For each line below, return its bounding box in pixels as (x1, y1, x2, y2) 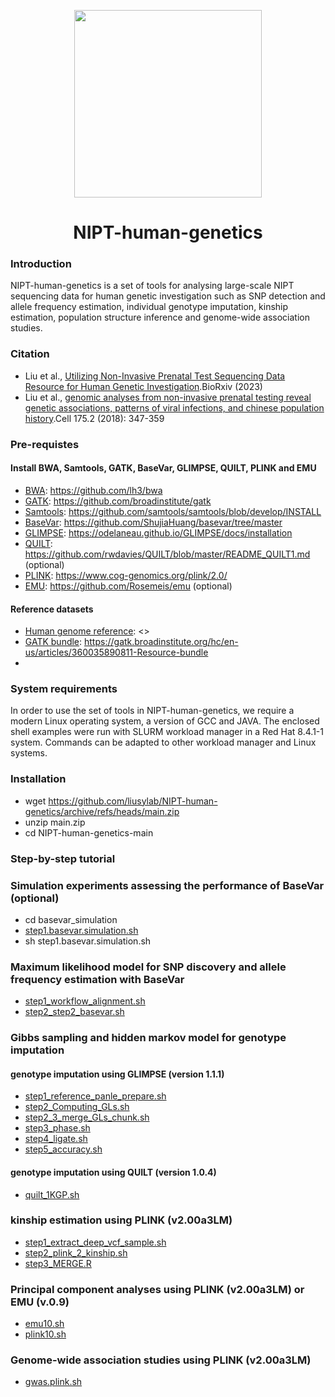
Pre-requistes (10, 437, 80, 451)
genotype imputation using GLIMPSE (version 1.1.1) (10, 1068, 225, 1080)
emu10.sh (24, 1318, 65, 1330)
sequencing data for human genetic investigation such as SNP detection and (10, 290, 326, 302)
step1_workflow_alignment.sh (24, 995, 146, 1007)
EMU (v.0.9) (10, 1295, 70, 1309)
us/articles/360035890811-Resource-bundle (24, 646, 209, 659)
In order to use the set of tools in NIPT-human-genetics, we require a (10, 705, 295, 717)
